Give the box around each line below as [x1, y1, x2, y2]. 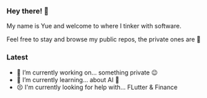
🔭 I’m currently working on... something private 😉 [16, 68, 158, 77]
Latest [6, 52, 28, 62]
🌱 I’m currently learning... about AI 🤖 [16, 75, 120, 84]
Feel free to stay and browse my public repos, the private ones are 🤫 [6, 35, 201, 43]
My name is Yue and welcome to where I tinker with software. [6, 22, 182, 30]
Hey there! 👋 [6, 6, 49, 16]
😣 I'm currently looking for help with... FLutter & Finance [16, 83, 178, 91]
